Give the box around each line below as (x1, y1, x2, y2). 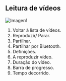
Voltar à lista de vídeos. (12, 27, 61, 33)
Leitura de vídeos (5, 4, 61, 13)
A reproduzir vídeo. (12, 54, 53, 60)
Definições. (12, 48, 37, 54)
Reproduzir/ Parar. (12, 32, 50, 38)
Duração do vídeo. (12, 59, 51, 65)
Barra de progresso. (12, 64, 54, 70)
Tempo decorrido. (12, 70, 50, 76)
